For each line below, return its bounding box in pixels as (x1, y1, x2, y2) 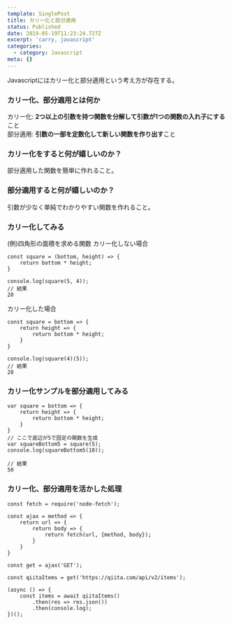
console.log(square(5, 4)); (7, 277, 89, 284)
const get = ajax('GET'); (7, 562, 82, 569)
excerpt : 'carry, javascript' (7, 36, 96, 43)
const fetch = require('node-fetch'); (7, 500, 120, 508)
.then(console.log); (32, 604, 92, 611)
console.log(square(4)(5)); (7, 355, 89, 362)
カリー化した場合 (7, 304, 57, 312)
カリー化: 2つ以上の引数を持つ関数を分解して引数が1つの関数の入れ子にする (7, 113, 226, 121)
